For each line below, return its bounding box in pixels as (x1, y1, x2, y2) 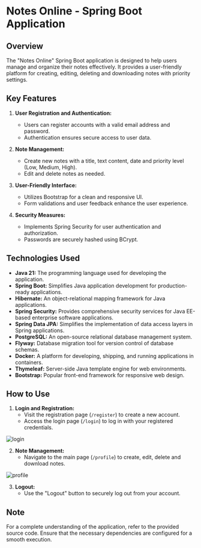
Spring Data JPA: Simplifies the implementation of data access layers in (14, 320, 193, 327)
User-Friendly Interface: (14, 182, 77, 189)
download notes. (23, 460, 66, 467)
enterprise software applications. (32, 314, 114, 321)
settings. (6, 76, 28, 83)
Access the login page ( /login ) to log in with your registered (23, 417, 173, 425)
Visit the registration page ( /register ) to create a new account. (23, 411, 180, 419)
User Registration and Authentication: (14, 109, 112, 117)
